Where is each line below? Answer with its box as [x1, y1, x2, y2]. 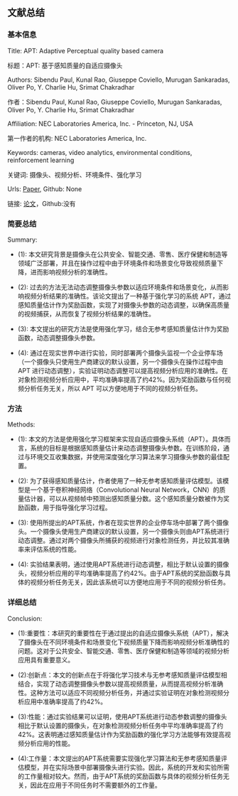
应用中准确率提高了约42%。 [23, 697, 107, 706]
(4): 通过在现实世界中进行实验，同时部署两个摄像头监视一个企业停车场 [17, 348, 224, 357]
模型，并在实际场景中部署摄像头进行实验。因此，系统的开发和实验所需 [23, 763, 229, 771]
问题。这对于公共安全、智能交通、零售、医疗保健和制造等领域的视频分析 [17, 646, 229, 655]
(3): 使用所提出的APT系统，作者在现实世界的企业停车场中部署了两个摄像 [17, 518, 229, 527]
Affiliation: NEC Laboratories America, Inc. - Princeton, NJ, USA [7, 119, 193, 128]
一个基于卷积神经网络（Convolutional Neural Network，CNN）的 [30, 485, 220, 494]
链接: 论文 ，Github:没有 [7, 199, 76, 208]
